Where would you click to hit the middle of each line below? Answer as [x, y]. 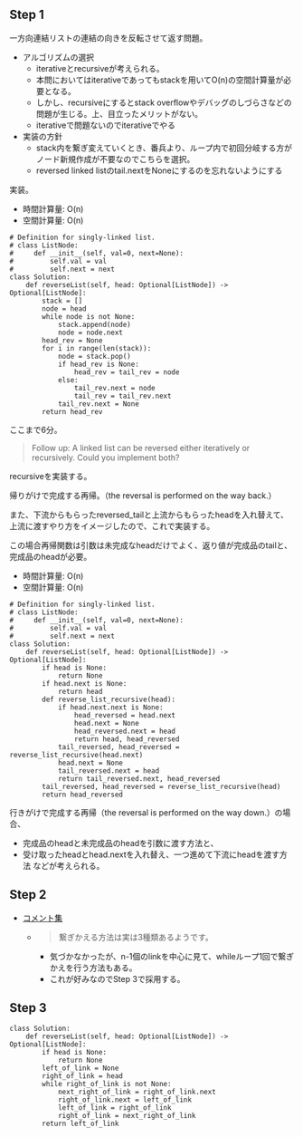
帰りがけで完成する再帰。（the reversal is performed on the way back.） [143, 495]
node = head [65, 308]
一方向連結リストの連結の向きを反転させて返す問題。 [109, 38]
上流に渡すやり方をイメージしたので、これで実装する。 [112, 525]
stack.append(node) [94, 324]
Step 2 [28, 895]
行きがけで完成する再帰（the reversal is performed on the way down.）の [146, 812]
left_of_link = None [80, 1068]
